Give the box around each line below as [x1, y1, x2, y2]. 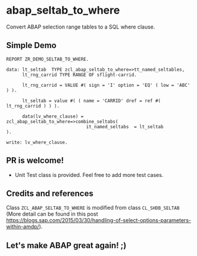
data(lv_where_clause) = [21, 113, 84, 119]
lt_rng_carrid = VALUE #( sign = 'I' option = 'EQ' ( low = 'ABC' [21, 82, 190, 88]
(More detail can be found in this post [6, 210, 98, 217]
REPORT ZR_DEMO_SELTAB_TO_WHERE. [6, 56, 89, 62]
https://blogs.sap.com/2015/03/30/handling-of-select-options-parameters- [6, 217, 192, 224]
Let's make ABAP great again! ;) [6, 240, 127, 250]
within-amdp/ [6, 223, 40, 230]
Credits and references [6, 188, 93, 198]
